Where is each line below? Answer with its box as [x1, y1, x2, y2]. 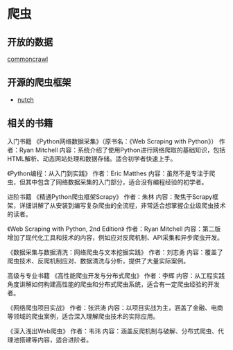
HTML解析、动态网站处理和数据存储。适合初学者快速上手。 [7, 154, 177, 163]
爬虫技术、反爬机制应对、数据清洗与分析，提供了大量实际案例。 [7, 256, 189, 265]
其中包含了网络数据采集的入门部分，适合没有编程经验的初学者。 [25, 177, 208, 186]
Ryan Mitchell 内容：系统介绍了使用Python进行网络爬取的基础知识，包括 [19, 146, 226, 154]
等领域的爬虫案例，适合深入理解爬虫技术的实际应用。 [7, 312, 159, 320]
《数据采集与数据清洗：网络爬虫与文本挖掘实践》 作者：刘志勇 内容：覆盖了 [7, 247, 223, 256]
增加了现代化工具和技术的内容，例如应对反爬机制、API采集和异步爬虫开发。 [7, 233, 224, 241]
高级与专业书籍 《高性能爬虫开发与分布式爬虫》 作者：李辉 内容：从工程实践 [7, 271, 225, 279]
